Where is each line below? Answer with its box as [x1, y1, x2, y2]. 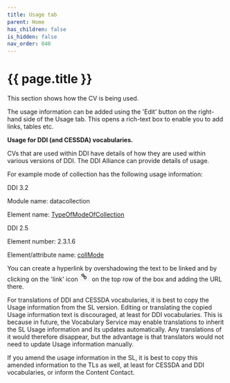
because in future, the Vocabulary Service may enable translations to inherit [7, 318, 224, 326]
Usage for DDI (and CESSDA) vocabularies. [7, 136, 134, 144]
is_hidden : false [7, 33, 57, 40]
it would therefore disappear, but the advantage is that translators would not [7, 333, 224, 341]
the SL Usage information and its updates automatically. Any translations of [7, 325, 222, 334]
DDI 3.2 [7, 184, 29, 192]
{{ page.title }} [7, 71, 93, 87]
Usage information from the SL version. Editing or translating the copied [7, 303, 213, 312]
